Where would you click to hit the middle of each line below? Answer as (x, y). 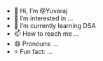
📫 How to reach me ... (46, 34)
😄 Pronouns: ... (36, 43)
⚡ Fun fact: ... (33, 52)
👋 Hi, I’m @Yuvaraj (41, 11)
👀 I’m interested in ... (43, 18)
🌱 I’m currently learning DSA (55, 26)
